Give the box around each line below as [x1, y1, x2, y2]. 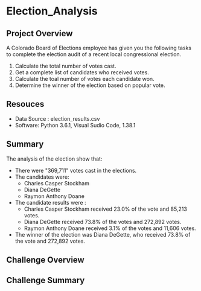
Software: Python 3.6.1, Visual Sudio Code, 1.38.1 [14, 121, 136, 129]
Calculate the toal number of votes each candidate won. [14, 75, 155, 82]
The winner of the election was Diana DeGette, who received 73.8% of [14, 231, 191, 238]
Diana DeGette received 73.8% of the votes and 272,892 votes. [24, 218, 182, 225]
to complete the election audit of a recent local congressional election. [6, 51, 182, 58]
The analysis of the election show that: [6, 155, 103, 162]
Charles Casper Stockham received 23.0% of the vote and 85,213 [24, 205, 187, 213]
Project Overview [6, 28, 73, 39]
